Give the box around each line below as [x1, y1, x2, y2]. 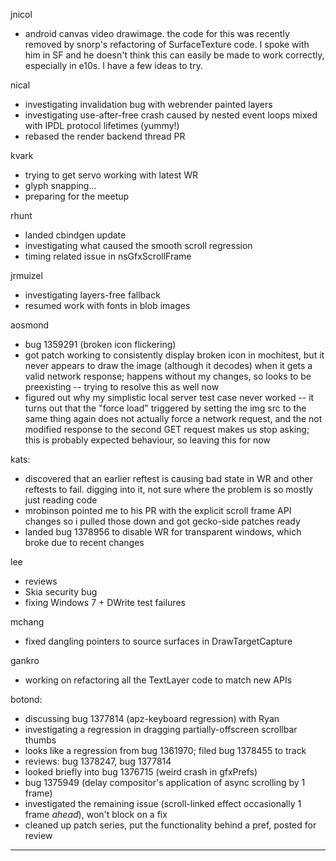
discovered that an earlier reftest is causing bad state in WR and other [24, 473, 314, 484]
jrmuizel [10, 270, 43, 281]
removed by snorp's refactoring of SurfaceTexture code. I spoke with [24, 39, 310, 50]
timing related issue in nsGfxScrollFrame [24, 250, 192, 262]
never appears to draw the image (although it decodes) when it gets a [24, 360, 313, 371]
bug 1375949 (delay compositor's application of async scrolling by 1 [24, 777, 306, 788]
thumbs [24, 734, 57, 746]
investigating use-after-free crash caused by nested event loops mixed [24, 109, 318, 121]
